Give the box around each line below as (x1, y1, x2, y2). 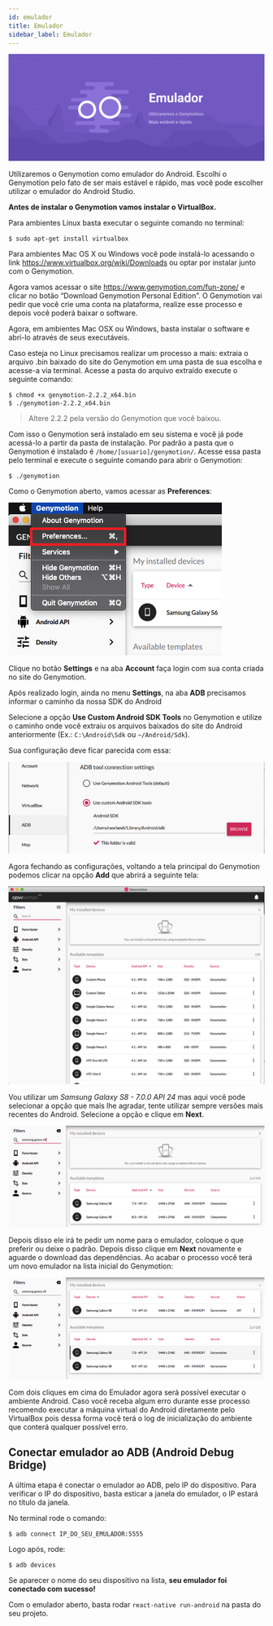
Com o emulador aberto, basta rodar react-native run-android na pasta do (8, 1599, 262, 1609)
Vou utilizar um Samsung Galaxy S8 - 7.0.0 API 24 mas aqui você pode (8, 1092, 246, 1102)
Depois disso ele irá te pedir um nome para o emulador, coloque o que (8, 1235, 244, 1246)
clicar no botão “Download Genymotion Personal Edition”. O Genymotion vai (8, 291, 262, 301)
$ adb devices (8, 1561, 57, 1569)
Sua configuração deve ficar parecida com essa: (8, 745, 171, 755)
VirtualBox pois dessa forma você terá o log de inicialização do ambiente (8, 1413, 253, 1423)
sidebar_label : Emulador (8, 30, 93, 38)
